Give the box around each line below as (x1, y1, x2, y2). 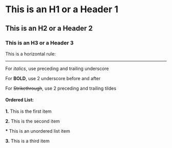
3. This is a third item (5, 138, 50, 144)
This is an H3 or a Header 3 (5, 39, 74, 46)
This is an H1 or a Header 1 (5, 4, 119, 15)
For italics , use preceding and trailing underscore (5, 65, 109, 71)
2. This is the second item (5, 118, 60, 125)
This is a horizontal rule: (5, 51, 56, 57)
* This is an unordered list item (5, 128, 70, 134)
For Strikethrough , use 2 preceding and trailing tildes (5, 85, 117, 91)
